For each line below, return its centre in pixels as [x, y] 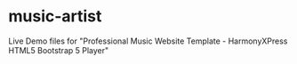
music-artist [55, 16]
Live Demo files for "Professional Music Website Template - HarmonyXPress [148, 41]
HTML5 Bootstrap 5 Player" [59, 50]
